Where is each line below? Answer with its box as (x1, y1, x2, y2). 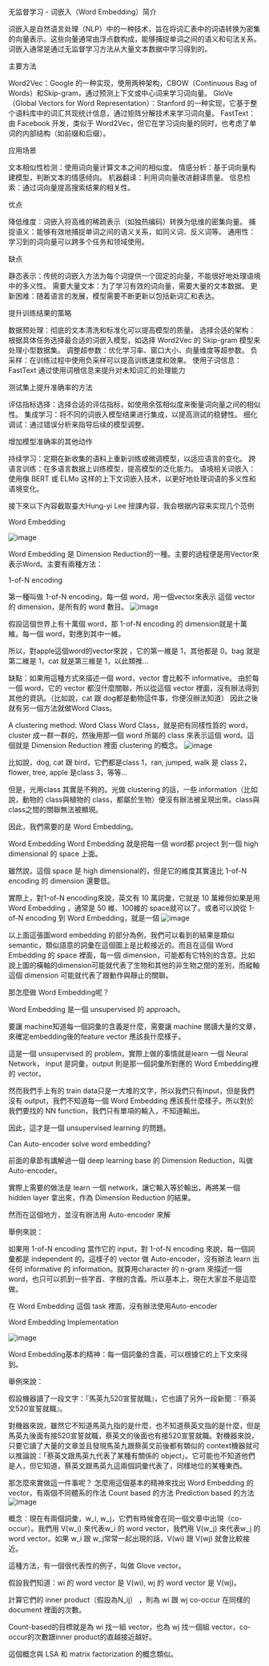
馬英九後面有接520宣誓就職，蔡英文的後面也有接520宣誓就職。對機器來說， (8, 1431, 259, 1440)
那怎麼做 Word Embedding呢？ (8, 987, 110, 997)
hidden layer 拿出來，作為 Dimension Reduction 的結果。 (8, 1193, 196, 1203)
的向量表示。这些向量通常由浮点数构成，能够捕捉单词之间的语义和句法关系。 (8, 35, 261, 43)
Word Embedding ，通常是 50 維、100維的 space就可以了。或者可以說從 (8, 903, 247, 913)
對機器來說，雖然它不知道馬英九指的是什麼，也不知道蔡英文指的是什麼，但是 (8, 1421, 261, 1430)
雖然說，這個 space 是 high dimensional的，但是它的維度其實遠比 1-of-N (8, 866, 247, 876)
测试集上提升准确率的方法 (8, 382, 93, 392)
